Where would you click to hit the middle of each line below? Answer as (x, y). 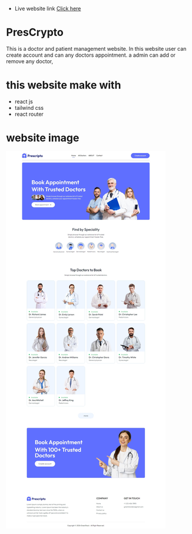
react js (24, 101)
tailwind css (29, 108)
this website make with (64, 85)
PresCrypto (35, 32)
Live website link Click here (48, 9)
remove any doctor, (30, 61)
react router (29, 114)
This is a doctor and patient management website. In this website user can (96, 48)
